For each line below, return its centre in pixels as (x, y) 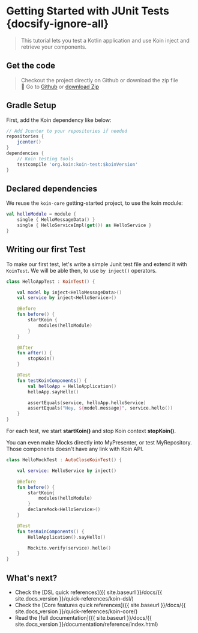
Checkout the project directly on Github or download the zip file (100, 80)
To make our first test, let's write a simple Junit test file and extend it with (97, 264)
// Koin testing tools (45, 159)
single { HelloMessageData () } (56, 220)
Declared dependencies (52, 188)
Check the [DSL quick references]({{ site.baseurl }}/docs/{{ (88, 592)
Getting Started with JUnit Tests (88, 11)
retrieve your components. (54, 47)
